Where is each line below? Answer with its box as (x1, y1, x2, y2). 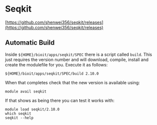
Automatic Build (5, 39, 55, 47)
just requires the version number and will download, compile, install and (5, 57, 149, 62)
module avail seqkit (5, 89, 47, 94)
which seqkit (5, 111, 32, 116)
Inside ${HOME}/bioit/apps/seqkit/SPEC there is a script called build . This (5, 51, 152, 57)
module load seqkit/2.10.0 (5, 107, 60, 112)
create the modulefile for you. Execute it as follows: (5, 62, 108, 67)
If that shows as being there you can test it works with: (5, 97, 115, 103)
